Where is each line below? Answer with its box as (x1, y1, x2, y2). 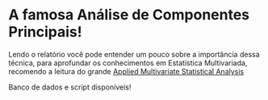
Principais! (8, 23, 82, 41)
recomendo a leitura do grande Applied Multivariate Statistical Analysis (8, 66, 245, 76)
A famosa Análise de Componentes (8, 6, 250, 24)
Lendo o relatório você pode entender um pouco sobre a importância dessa (8, 49, 260, 59)
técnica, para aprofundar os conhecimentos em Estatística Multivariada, (8, 58, 248, 68)
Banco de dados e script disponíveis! (8, 82, 132, 92)
